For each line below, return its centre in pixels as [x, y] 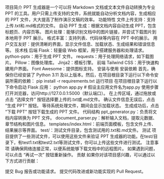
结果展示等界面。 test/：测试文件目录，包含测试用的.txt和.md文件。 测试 [78, 130]
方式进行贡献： [24, 161]
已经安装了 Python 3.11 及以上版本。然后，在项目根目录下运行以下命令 [84, 75]
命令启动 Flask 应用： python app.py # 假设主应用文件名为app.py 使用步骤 [84, 87]
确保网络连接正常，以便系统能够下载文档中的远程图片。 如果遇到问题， [86, 149]
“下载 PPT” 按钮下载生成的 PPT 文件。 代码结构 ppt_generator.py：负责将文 [81, 112]
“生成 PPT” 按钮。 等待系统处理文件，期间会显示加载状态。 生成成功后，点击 [82, 105]
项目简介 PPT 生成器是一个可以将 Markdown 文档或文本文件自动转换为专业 [80, 7]
